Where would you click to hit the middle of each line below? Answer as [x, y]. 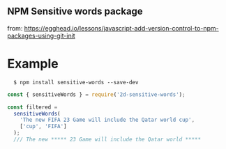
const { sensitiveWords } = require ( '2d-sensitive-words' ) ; [97, 94]
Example [33, 64]
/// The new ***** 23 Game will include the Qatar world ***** [107, 139]
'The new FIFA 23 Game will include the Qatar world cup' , [107, 120]
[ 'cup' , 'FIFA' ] [44, 127]
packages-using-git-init [41, 36]
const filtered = [32, 107]
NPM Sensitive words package [75, 11]
